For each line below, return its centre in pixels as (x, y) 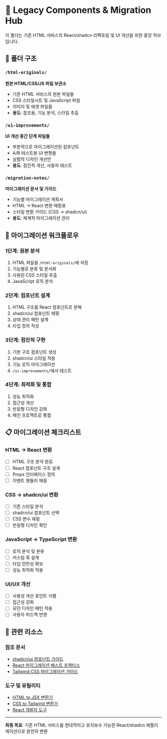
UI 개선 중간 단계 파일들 (28, 136)
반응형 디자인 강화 (30, 409)
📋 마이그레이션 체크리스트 (43, 432)
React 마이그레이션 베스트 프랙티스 (46, 665)
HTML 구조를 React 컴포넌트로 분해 (47, 307)
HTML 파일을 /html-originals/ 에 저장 (50, 262)
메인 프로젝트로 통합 (32, 415)
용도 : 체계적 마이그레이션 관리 (41, 218)
